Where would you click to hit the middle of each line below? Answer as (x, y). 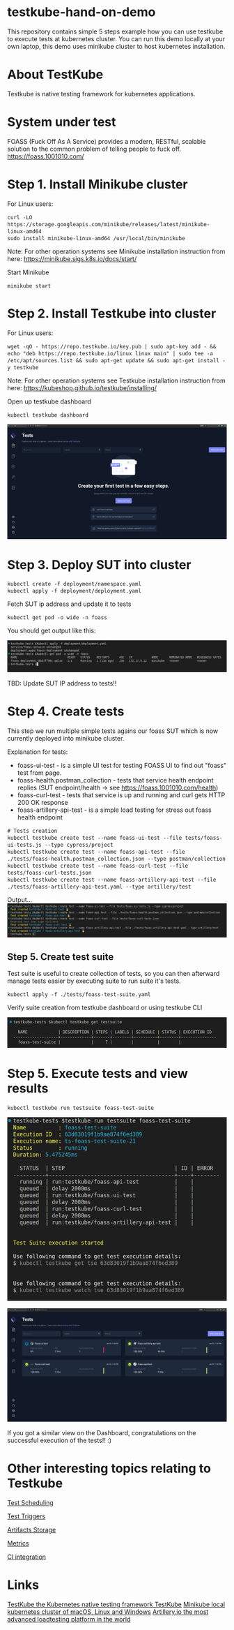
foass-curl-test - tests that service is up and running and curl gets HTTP (121, 795)
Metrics (18, 1543)
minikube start (29, 286)
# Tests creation (32, 831)
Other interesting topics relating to (109, 1468)
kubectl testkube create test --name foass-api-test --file (96, 852)
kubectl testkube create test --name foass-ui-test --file (95, 838)
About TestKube (55, 75)
